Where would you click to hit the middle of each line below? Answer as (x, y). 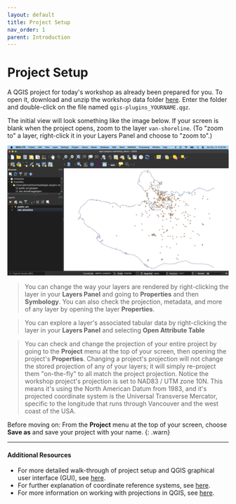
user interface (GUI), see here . (61, 478)
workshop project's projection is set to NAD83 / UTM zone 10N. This (124, 381)
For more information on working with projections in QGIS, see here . (116, 493)
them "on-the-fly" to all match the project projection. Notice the (117, 373)
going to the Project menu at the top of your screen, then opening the (125, 351)
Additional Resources (39, 455)
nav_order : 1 (26, 30)
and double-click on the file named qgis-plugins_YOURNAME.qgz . (99, 107)
